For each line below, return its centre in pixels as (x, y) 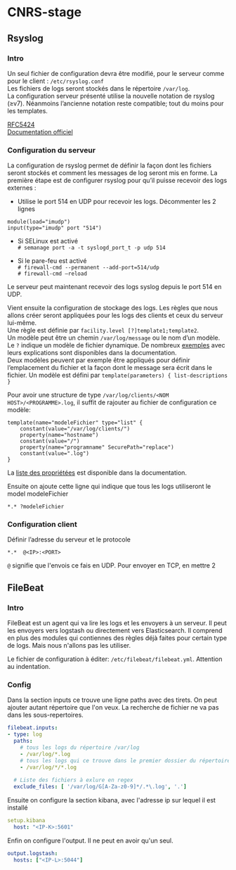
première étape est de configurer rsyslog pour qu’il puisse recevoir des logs (117, 181)
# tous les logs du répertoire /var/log (80, 748)
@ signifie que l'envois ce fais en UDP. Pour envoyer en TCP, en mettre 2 (111, 565)
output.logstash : (33, 853)
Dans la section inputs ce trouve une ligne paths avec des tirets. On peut (112, 700)
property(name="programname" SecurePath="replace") (97, 447)
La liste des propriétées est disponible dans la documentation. (97, 473)
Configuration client (42, 525)
